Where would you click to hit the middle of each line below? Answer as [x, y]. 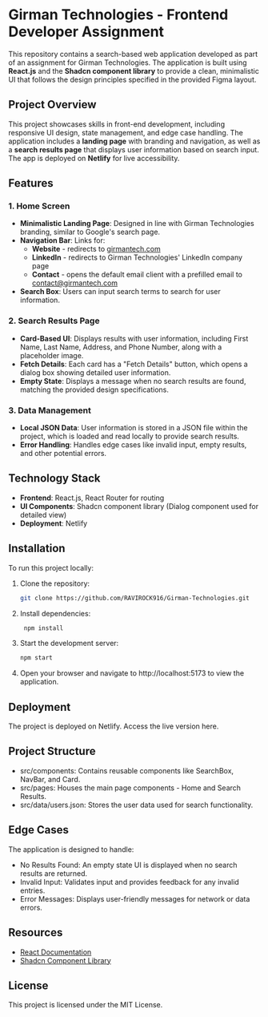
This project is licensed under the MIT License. [86, 1005]
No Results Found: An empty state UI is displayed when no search [128, 865]
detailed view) [43, 515]
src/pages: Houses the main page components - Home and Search [130, 788]
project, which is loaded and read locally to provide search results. [130, 436]
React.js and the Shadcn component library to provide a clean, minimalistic [134, 71]
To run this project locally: [51, 567]
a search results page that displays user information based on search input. [134, 149]
